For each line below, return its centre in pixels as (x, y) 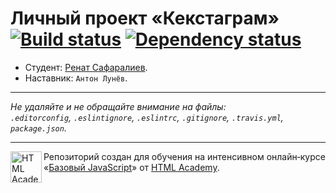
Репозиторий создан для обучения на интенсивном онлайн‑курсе (184, 156)
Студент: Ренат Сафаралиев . (86, 67)
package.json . (38, 128)
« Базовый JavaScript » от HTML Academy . (131, 167)
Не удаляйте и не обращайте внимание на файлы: (118, 106)
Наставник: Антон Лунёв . (76, 78)
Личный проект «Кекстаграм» (145, 18)
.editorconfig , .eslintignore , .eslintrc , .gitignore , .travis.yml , (147, 117)
